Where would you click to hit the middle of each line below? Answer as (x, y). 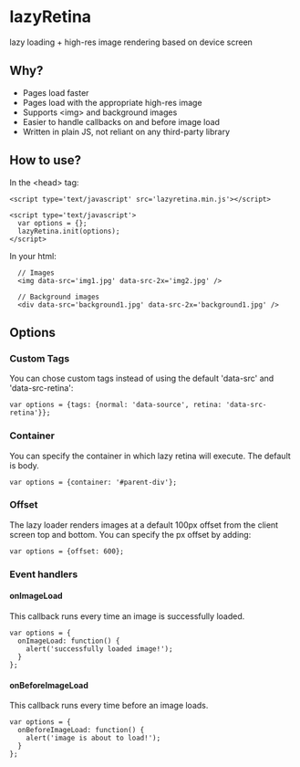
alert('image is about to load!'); (93, 738)
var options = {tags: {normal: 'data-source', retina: (116, 405)
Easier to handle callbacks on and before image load (121, 121)
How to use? (46, 160)
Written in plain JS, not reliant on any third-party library (126, 131)
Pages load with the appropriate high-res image (112, 102)
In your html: (33, 256)
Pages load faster (56, 92)
